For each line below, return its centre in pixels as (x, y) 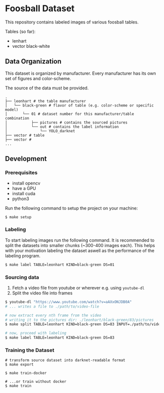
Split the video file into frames (42, 293)
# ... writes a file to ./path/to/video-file (52, 306)
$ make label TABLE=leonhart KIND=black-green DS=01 (60, 265)
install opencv (26, 183)
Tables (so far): (20, 31)
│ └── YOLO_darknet (40, 131)
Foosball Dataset (40, 9)
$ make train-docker (26, 373)
